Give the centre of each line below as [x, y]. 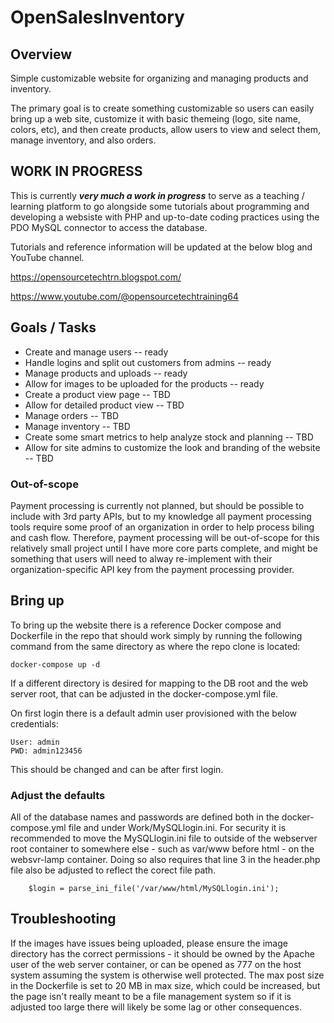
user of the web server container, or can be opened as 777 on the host [156, 964]
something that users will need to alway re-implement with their [141, 558]
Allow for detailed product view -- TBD [104, 405]
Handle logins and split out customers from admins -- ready [148, 362]
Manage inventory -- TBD [77, 426]
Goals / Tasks [53, 327]
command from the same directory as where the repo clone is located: [155, 646]
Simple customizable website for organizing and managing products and [159, 78]
